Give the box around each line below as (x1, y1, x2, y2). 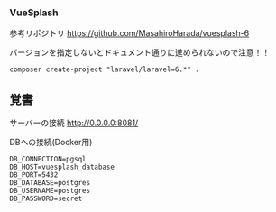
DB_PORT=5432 (9, 171, 59, 180)
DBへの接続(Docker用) (9, 137, 93, 148)
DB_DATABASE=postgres (9, 179, 91, 188)
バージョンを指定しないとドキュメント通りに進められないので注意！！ (9, 47, 271, 58)
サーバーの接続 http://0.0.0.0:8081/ (9, 117, 139, 128)
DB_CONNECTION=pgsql (9, 155, 87, 164)
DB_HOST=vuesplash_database (9, 162, 115, 172)
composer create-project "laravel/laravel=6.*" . (9, 65, 200, 74)
